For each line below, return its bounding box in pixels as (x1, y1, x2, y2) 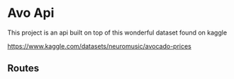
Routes (7, 62, 40, 75)
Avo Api (7, 5, 55, 21)
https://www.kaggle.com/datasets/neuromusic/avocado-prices (7, 42, 191, 50)
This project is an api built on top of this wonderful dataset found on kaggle (7, 28, 228, 37)
